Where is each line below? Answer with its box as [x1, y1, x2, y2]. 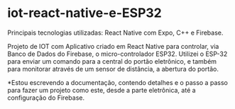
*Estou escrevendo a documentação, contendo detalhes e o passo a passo [7, 78, 229, 86]
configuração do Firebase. [7, 93, 85, 102]
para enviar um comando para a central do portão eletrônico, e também [7, 57, 217, 65]
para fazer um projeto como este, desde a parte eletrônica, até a [7, 86, 197, 94]
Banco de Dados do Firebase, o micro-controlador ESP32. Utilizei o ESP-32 [7, 50, 228, 58]
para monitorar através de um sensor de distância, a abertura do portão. [7, 64, 219, 73]
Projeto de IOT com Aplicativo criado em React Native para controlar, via [7, 42, 219, 50]
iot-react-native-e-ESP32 [7, 5, 162, 21]
